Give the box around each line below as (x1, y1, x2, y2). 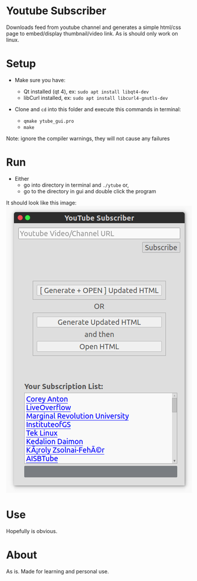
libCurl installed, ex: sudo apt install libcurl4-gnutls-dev (23, 94, 168, 101)
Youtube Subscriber (6, 4, 107, 18)
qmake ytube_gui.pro (23, 118, 74, 124)
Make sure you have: (14, 76, 66, 83)
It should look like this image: (6, 199, 77, 206)
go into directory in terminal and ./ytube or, (23, 181, 129, 189)
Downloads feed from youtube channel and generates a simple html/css (6, 24, 182, 31)
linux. (6, 36, 19, 43)
